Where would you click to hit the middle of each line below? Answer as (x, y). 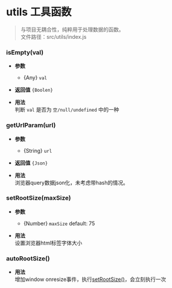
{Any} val (35, 78)
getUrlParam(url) (31, 125)
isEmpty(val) (25, 52)
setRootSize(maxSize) (39, 198)
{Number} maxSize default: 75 (59, 223)
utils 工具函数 (39, 12)
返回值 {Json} (31, 163)
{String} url (38, 150)
